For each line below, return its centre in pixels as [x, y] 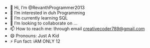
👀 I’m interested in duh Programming [47, 13]
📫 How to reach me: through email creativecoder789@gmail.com [77, 29]
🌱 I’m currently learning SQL [39, 18]
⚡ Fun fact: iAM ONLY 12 [35, 41]
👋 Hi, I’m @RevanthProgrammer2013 [47, 8]
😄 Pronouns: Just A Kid [34, 36]
